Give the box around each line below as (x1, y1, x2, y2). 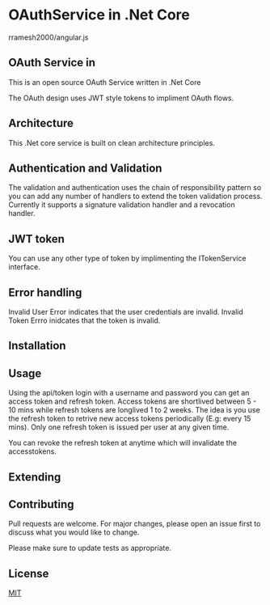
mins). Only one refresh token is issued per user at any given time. (8, 422, 230, 432)
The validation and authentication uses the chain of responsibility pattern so (8, 183, 262, 192)
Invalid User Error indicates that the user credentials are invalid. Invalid (8, 307, 244, 316)
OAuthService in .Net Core (8, 6, 190, 24)
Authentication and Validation (8, 161, 162, 175)
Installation (8, 339, 66, 353)
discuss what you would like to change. (8, 527, 140, 537)
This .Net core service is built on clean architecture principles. (8, 137, 216, 147)
